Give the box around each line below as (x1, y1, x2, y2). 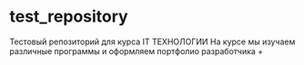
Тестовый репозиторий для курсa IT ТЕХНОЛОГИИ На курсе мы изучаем (9, 36, 296, 47)
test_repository (9, 6, 129, 27)
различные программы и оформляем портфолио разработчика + (9, 45, 264, 56)
